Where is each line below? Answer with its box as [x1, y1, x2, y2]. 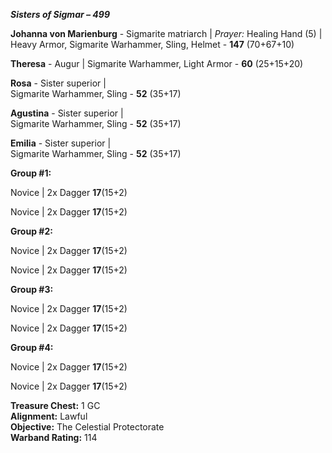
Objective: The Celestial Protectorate [10, 421, 165, 433]
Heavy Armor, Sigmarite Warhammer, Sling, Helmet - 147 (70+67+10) [10, 39, 295, 50]
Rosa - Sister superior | [10, 77, 107, 89]
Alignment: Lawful [10, 410, 88, 422]
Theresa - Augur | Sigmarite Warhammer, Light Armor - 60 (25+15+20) [10, 58, 304, 69]
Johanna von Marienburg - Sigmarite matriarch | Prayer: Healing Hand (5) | [10, 28, 323, 39]
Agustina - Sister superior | [10, 107, 124, 119]
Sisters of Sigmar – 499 [10, 9, 110, 20]
